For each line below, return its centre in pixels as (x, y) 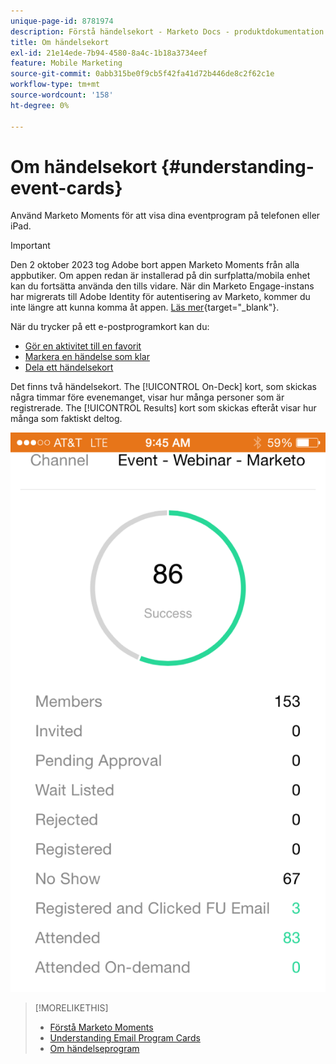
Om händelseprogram (94, 1048)
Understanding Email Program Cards (125, 1037)
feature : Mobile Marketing (66, 63)
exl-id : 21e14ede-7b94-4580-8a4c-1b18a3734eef (109, 53)
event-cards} (66, 187)
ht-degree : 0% (40, 105)
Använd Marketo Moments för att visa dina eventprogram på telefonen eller (165, 216)
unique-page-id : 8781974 (62, 21)
